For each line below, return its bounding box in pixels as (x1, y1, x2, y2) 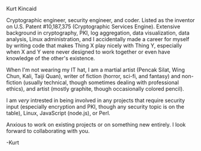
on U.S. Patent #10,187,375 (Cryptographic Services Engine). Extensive (6, 23, 181, 30)
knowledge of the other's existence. (6, 55, 95, 61)
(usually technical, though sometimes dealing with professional (23, 79, 179, 86)
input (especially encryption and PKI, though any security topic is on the (6, 103, 185, 110)
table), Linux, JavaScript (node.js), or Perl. (6, 110, 111, 116)
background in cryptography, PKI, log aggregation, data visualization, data (6, 29, 190, 36)
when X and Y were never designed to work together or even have (6, 48, 170, 56)
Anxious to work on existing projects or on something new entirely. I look (6, 121, 186, 128)
